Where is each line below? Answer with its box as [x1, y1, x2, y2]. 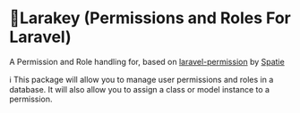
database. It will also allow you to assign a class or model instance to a [9, 84, 270, 94]
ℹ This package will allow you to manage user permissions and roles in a [9, 74, 274, 85]
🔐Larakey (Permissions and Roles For [9, 8, 291, 28]
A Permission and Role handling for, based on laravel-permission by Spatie [9, 56, 285, 67]
